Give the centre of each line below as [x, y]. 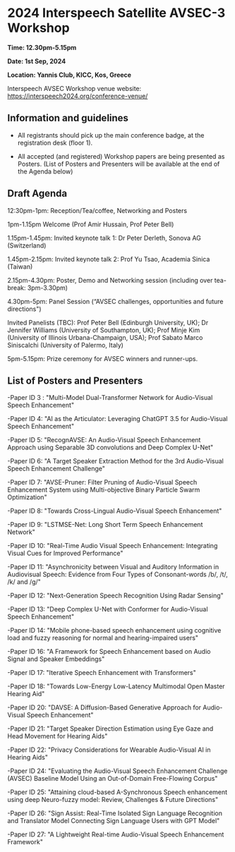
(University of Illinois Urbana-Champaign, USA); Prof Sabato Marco [105, 337]
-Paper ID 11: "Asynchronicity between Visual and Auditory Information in [113, 567]
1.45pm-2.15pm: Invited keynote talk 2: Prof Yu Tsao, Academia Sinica [109, 259]
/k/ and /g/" [24, 582]
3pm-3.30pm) [48, 288]
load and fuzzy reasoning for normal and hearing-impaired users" [103, 638]
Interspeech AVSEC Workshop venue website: [74, 88]
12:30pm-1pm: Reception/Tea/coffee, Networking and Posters [97, 210]
